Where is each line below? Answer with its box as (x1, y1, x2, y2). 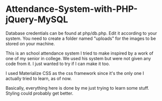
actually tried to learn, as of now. (5, 75, 72, 81)
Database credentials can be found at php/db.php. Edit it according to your (5, 30, 157, 36)
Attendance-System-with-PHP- (5, 3, 138, 15)
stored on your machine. (5, 40, 55, 46)
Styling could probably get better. (5, 90, 73, 96)
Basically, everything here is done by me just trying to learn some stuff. (5, 85, 149, 91)
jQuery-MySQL (5, 14, 68, 25)
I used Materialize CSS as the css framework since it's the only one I (5, 70, 144, 76)
